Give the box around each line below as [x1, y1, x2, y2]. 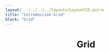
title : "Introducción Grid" [5, 12, 66, 17]
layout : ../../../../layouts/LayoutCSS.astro [5, 7, 104, 13]
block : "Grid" [5, 17, 36, 22]
